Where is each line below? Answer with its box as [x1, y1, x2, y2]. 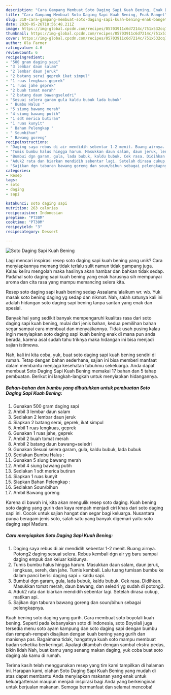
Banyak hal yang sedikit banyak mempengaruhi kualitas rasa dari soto [6, 314, 152, 321]
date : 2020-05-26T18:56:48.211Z [6, 21, 74, 27]
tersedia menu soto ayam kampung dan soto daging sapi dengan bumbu [6, 625, 157, 631]
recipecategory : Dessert [6, 229, 58, 234]
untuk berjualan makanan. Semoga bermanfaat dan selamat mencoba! [6, 684, 153, 690]
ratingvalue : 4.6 [6, 45, 43, 50]
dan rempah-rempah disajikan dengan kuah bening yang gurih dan [6, 630, 146, 637]
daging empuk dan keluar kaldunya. [13, 556, 88, 562]
